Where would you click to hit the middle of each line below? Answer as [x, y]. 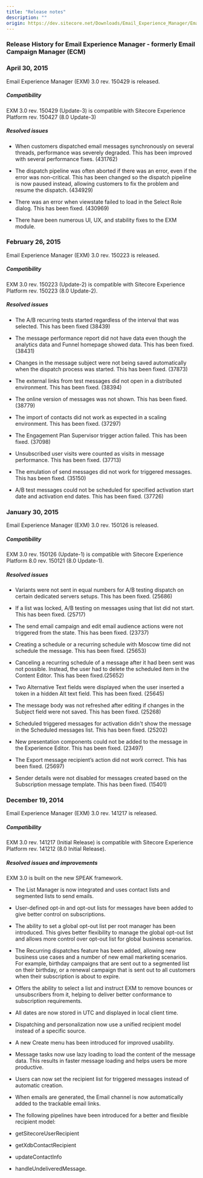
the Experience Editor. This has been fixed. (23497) [79, 748]
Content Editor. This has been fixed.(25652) [69, 675]
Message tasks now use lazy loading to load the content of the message [105, 1054]
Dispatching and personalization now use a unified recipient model [98, 1025]
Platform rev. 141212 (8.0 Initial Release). [56, 849]
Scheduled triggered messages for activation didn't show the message [103, 723]
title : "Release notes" [36, 12]
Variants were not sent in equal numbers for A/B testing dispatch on [99, 590]
